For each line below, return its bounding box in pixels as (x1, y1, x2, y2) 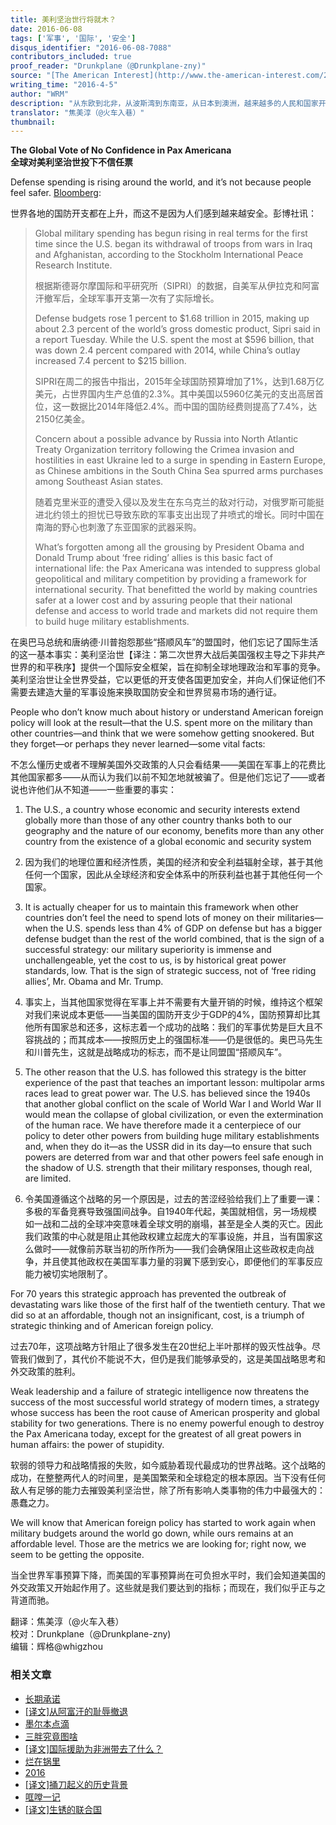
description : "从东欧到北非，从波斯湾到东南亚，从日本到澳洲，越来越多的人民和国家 (10, 98, 319, 108)
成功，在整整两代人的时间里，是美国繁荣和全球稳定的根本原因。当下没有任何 (10, 1472, 326, 1484)
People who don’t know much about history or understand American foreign (10, 706, 324, 718)
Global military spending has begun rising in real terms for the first (34, 227, 308, 240)
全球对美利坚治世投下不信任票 (10, 156, 133, 168)
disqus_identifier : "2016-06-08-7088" (10, 42, 172, 53)
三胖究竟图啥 (24, 1730, 78, 1742)
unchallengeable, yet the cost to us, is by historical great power (24, 954, 287, 966)
